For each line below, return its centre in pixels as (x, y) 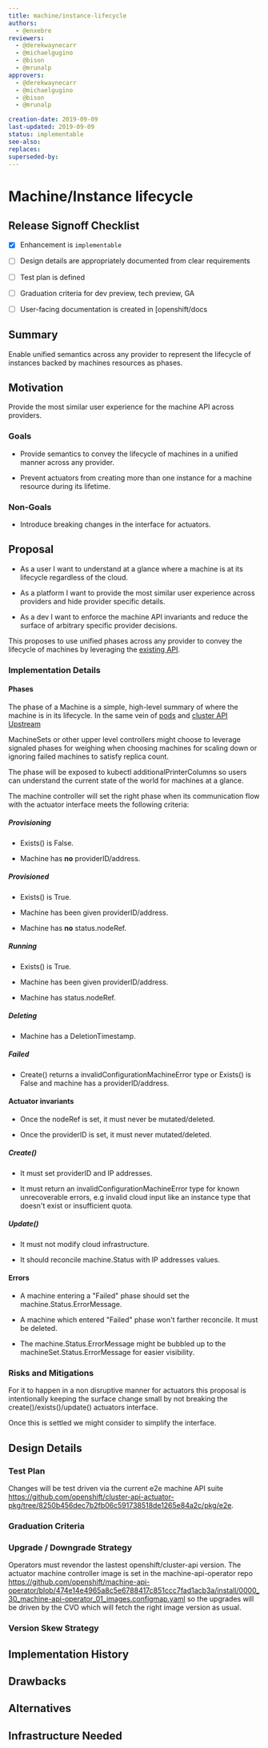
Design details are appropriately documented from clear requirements (135, 261)
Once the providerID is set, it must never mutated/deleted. (116, 1134)
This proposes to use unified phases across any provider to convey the (125, 640)
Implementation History (69, 1654)
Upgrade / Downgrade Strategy (70, 1547)
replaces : (25, 149)
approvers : (26, 75)
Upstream (25, 724)
